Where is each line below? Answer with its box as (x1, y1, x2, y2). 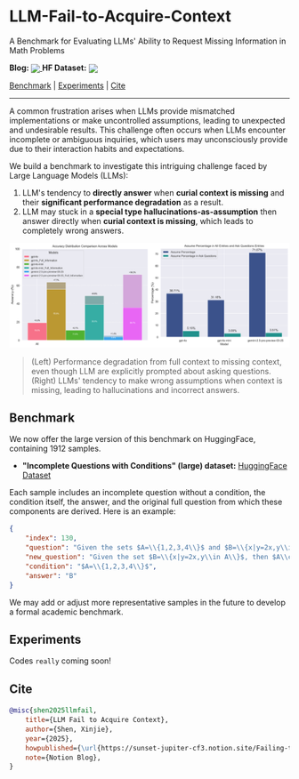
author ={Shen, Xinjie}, (25, 725, 114, 734)
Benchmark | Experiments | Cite (9, 80, 126, 91)
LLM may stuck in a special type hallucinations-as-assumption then (21, 206, 278, 217)
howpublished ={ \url (25, 743, 98, 752)
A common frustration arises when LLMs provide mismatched (9, 106, 236, 116)
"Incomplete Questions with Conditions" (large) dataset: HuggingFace (21, 461, 287, 471)
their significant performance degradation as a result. (21, 197, 224, 208)
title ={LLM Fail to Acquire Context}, (25, 716, 169, 725)
